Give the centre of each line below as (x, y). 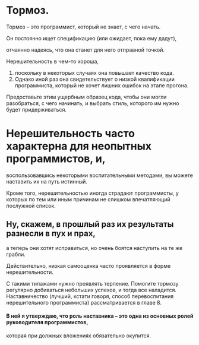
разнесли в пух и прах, (51, 234)
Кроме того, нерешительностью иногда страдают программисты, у (93, 193)
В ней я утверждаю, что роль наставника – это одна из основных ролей (100, 316)
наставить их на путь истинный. (47, 181)
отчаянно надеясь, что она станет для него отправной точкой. (86, 50)
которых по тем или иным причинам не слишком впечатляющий (88, 199)
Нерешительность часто (71, 134)
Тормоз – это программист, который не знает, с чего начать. (83, 27)
